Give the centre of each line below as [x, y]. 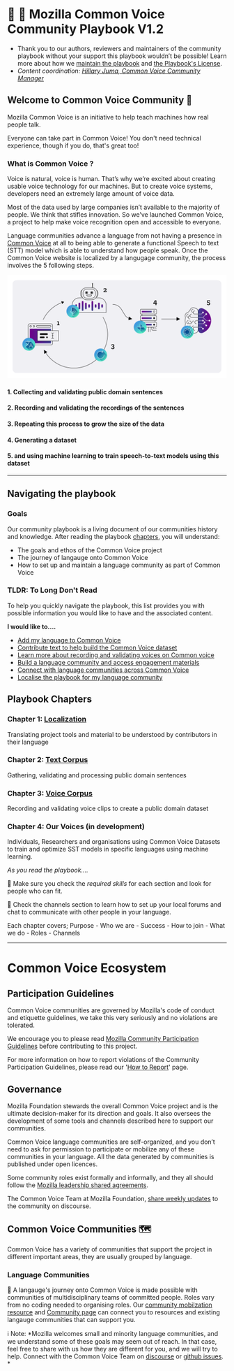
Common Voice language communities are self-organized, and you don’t [111, 1142]
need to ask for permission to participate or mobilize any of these [101, 1149]
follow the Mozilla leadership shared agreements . [78, 1185]
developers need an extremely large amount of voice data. [91, 194]
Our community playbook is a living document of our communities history [112, 529]
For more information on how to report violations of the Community [103, 1060]
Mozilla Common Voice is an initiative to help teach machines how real [108, 117]
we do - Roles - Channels [44, 933]
